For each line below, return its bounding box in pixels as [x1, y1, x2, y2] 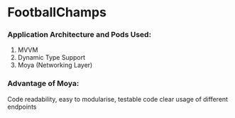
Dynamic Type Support [17, 53, 86, 62]
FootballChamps [7, 4, 106, 21]
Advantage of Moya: [7, 79, 80, 89]
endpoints [7, 102, 37, 111]
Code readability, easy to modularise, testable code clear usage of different [7, 95, 229, 103]
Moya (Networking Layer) [17, 61, 93, 70]
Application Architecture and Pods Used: [7, 30, 151, 40]
